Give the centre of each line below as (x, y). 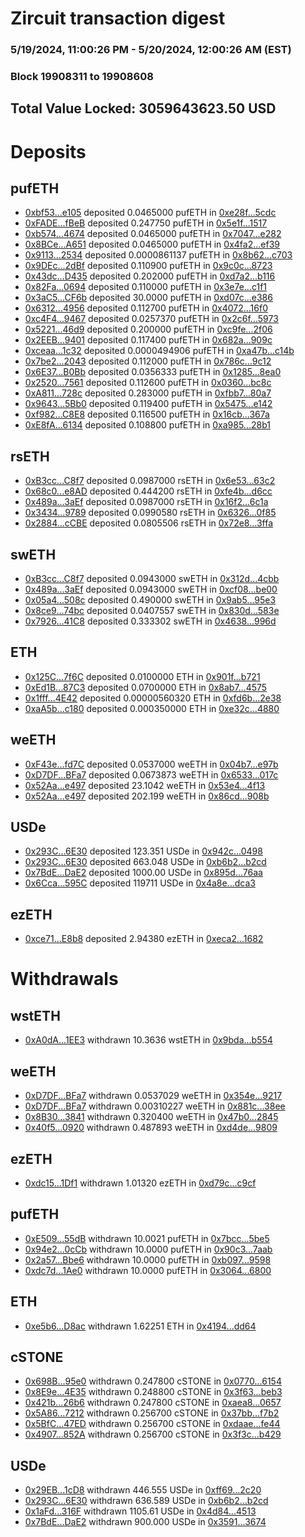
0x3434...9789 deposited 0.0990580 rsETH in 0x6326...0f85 (150, 513)
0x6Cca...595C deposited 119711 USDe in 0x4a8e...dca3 (140, 883)
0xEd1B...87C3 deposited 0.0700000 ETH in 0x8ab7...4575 (146, 687)
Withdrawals (64, 979)
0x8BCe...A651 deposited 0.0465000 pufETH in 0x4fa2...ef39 (152, 244)
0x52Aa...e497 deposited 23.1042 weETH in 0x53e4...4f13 (145, 785)
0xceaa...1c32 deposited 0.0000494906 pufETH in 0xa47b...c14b (159, 351)
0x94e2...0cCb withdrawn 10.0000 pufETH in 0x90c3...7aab (148, 1249)
